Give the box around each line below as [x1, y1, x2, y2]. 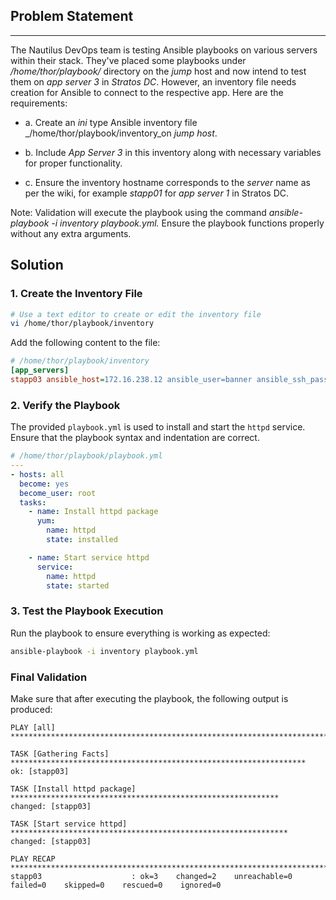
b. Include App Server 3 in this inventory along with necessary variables [24, 146, 322, 158]
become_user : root [19, 488, 97, 498]
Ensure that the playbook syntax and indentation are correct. [10, 432, 260, 444]
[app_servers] [10, 365, 70, 376]
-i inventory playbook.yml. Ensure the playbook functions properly [51, 217, 325, 229]
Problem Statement [10, 8, 134, 25]
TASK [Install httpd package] [10, 784, 137, 794]
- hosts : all [10, 469, 65, 479]
